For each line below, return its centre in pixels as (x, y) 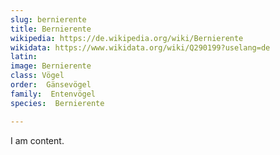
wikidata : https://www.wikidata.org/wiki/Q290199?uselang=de (140, 47)
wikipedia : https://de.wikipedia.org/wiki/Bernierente (127, 38)
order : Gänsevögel (51, 85)
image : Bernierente (51, 66)
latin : (24, 57)
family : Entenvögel (53, 94)
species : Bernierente (57, 103)
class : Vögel (37, 76)
